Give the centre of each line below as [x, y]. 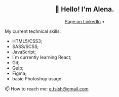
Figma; [19, 73]
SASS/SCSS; [25, 46]
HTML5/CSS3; [27, 41]
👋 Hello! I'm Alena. [85, 9]
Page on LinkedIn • [85, 21]
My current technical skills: [33, 31]
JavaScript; [24, 52]
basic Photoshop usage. [37, 78]
